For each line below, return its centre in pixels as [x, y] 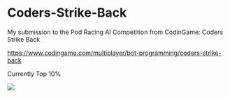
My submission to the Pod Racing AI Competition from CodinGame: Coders [115, 32]
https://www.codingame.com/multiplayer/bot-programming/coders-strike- [114, 53]
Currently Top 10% [34, 74]
